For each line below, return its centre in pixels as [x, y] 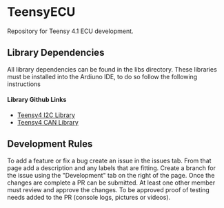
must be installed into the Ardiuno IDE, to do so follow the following [102, 76]
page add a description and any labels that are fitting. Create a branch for [111, 168]
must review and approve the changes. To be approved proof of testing [109, 189]
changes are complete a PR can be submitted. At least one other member [111, 183]
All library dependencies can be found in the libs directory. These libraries [112, 69]
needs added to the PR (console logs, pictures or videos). [89, 197]
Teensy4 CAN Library [48, 122]
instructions [24, 84]
